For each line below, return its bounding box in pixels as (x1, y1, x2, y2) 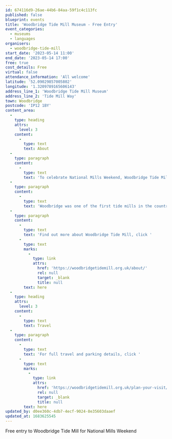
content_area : (5, 108, 36, 113)
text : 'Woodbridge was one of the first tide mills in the (24, 204, 153, 209)
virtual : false (5, 70, 38, 75)
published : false (5, 12, 42, 17)
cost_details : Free (5, 65, 47, 70)
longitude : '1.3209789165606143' (5, 84, 77, 89)
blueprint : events (5, 17, 45, 22)
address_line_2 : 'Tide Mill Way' (5, 94, 77, 99)
